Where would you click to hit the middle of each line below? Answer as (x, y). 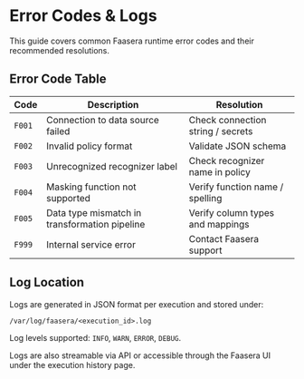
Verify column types (232, 212)
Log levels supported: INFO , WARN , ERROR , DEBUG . (95, 337)
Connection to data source (103, 120)
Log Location (47, 282)
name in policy (219, 171)
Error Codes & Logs (83, 16)
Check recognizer (227, 160)
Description (113, 104)
